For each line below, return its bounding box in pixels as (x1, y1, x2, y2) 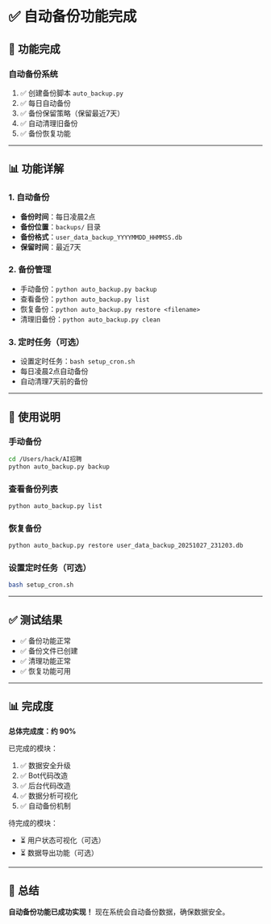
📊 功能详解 (8, 162, 65, 176)
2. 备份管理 (8, 264, 52, 275)
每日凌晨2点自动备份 (19, 367, 89, 376)
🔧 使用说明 (8, 409, 60, 424)
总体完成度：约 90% (8, 726, 77, 736)
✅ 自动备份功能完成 (8, 7, 137, 26)
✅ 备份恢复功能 (19, 128, 71, 138)
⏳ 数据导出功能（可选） (19, 847, 98, 857)
